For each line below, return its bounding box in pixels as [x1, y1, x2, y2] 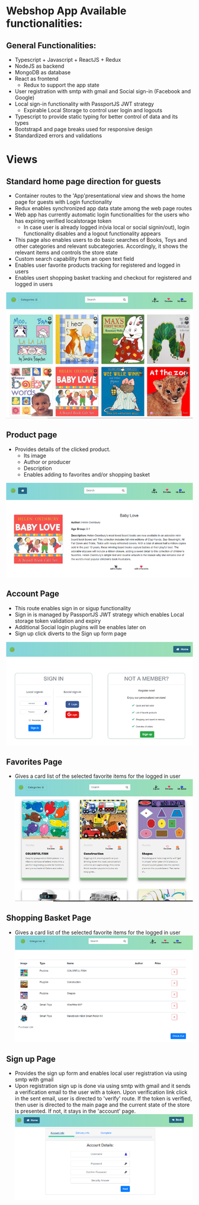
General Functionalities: [6, 40, 97, 51]
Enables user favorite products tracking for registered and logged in [14, 261, 181, 269]
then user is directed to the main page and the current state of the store [14, 1101, 190, 1109]
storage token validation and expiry [14, 617, 101, 624]
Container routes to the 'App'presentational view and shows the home [14, 192, 185, 199]
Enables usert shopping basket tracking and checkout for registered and [14, 275, 192, 281]
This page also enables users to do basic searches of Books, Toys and [14, 236, 188, 243]
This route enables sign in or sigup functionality [14, 604, 131, 611]
